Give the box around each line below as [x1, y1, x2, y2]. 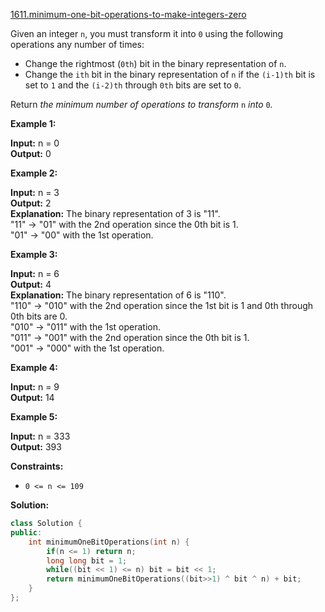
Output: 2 [10, 197, 52, 209]
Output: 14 [10, 392, 55, 403]
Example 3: [10, 249, 58, 260]
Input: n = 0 [10, 137, 60, 149]
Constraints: [10, 460, 64, 472]
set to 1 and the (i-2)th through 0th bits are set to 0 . [24, 79, 242, 91]
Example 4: [10, 362, 58, 373]
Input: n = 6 [10, 268, 60, 279]
